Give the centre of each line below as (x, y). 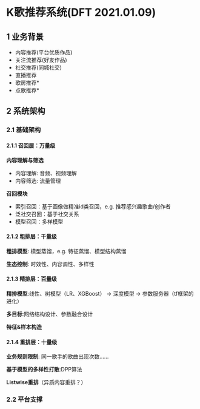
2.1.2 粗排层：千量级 (32, 236)
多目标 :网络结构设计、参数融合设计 (50, 314)
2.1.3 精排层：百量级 (32, 279)
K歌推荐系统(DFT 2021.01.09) (81, 12)
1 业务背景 (25, 37)
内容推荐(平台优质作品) (44, 52)
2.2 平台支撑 (25, 399)
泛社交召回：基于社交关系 (47, 214)
